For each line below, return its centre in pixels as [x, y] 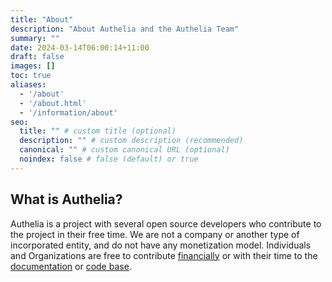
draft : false [37, 57]
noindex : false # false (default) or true [109, 159]
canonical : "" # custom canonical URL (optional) [124, 150]
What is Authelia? [66, 199]
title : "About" [42, 19]
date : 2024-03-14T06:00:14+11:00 [80, 47]
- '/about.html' [53, 103]
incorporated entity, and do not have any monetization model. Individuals [161, 245]
